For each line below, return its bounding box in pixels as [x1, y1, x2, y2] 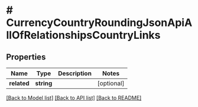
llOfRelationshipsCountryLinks [6, 29, 161, 42]
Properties [6, 52, 46, 62]
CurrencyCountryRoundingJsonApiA [6, 16, 193, 29]
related [9, 79, 30, 87]
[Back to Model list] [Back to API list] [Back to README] [6, 95, 142, 101]
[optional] [97, 79, 125, 87]
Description [58, 69, 92, 77]
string [35, 79, 53, 87]
